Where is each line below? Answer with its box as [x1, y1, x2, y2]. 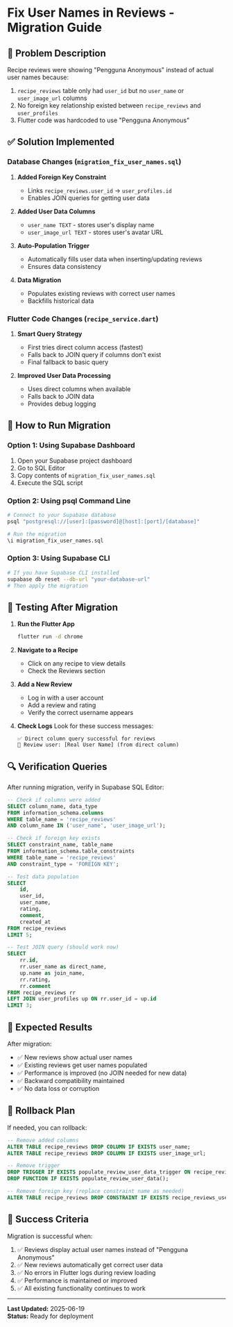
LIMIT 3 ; [7, 1002, 33, 1009]
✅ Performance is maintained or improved [17, 1276, 137, 1285]
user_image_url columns [17, 94, 87, 102]
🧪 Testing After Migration [7, 601, 118, 613]
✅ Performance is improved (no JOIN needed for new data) [17, 1069, 187, 1077]
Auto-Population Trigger [17, 241, 90, 249]
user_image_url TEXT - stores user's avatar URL [27, 228, 164, 236]
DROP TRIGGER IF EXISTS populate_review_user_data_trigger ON [7, 1169, 191, 1176]
